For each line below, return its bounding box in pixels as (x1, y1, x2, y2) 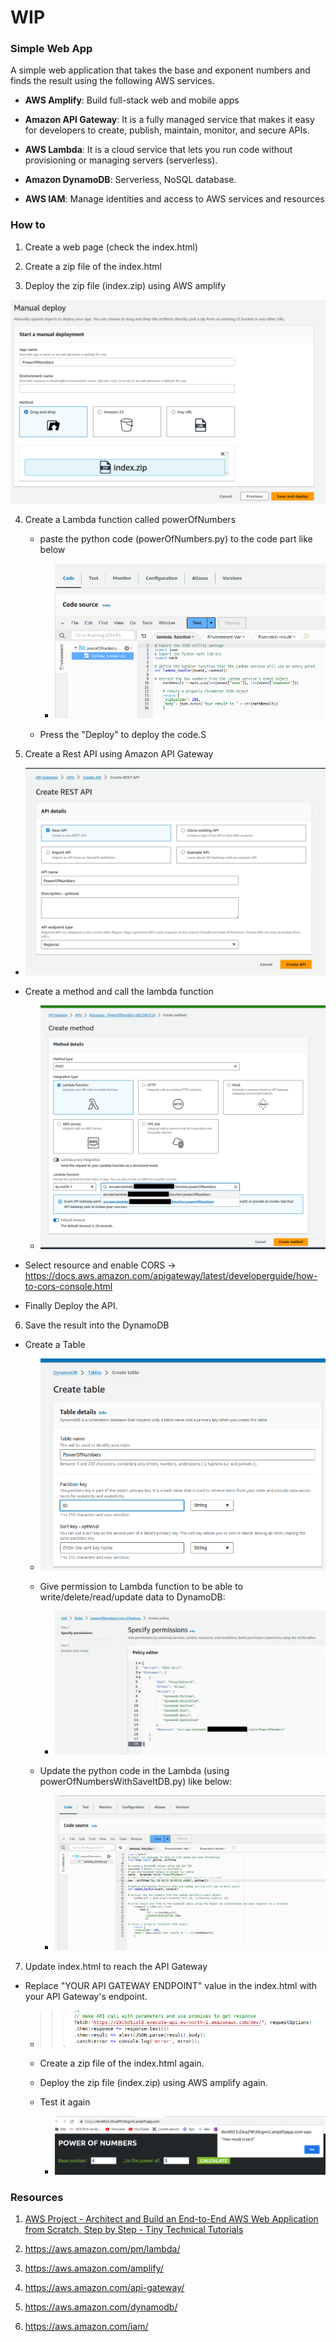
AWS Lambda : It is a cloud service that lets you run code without (24, 144, 293, 156)
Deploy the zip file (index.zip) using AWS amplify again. (39, 2076, 268, 2088)
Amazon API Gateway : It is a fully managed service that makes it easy (24, 114, 315, 126)
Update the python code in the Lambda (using (39, 1765, 230, 1777)
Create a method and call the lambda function (24, 986, 214, 998)
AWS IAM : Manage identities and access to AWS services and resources (24, 193, 325, 205)
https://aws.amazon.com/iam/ (24, 2321, 149, 2333)
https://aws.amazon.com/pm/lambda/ (24, 2243, 181, 2255)
